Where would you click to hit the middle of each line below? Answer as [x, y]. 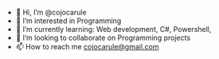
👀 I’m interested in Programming [68, 21]
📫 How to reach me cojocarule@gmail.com [87, 47]
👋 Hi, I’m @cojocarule [51, 12]
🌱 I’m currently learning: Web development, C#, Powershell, [113, 29]
